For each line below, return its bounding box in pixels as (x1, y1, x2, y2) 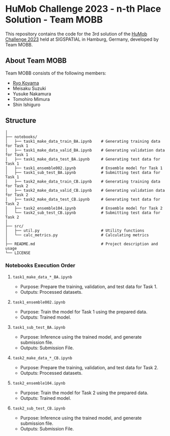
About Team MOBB (5, 57, 67, 65)
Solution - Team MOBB (5, 14, 103, 25)
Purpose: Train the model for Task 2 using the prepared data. (20, 390, 149, 396)
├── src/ (5, 223, 24, 228)
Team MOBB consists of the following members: (5, 70, 106, 76)
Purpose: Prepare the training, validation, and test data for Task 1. (20, 284, 158, 290)
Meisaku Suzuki (12, 85, 46, 91)
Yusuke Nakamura (12, 90, 51, 97)
